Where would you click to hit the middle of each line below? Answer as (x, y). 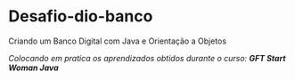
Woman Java (33, 68)
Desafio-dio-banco (81, 16)
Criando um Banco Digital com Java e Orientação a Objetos (118, 41)
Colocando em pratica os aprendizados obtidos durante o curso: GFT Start (147, 58)
